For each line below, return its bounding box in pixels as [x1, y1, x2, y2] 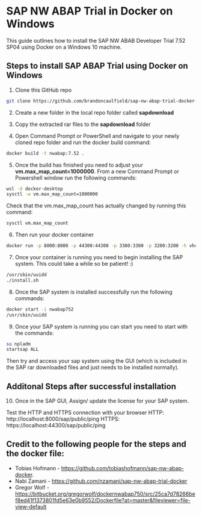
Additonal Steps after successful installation [6, 381, 176, 391]
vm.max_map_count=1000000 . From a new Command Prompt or [14, 168, 179, 175]
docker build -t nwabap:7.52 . [6, 150, 85, 156]
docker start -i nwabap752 [6, 306, 74, 312]
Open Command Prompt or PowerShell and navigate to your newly [14, 132, 180, 139]
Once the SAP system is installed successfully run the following [14, 288, 173, 295]
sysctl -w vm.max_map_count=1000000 [6, 191, 98, 197]
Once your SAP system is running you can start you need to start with [14, 322, 188, 330]
